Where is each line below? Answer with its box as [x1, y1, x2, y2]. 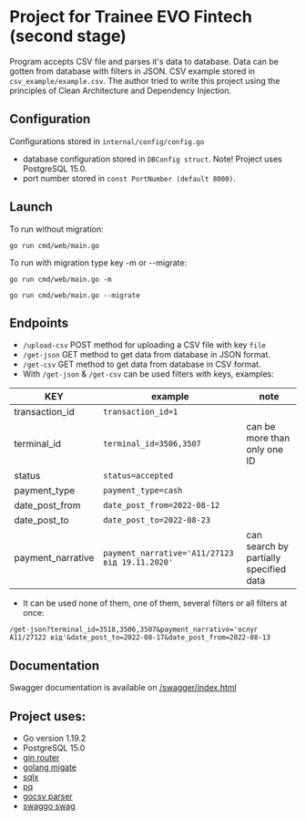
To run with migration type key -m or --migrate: [9, 257, 188, 268]
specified [246, 563, 287, 576]
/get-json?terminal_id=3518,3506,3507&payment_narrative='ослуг [9, 625, 259, 635]
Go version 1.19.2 [22, 732, 87, 743]
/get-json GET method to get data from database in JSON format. [22, 349, 271, 360]
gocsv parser [22, 791, 73, 802]
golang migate [22, 762, 77, 773]
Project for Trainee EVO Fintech [9, 6, 252, 27]
